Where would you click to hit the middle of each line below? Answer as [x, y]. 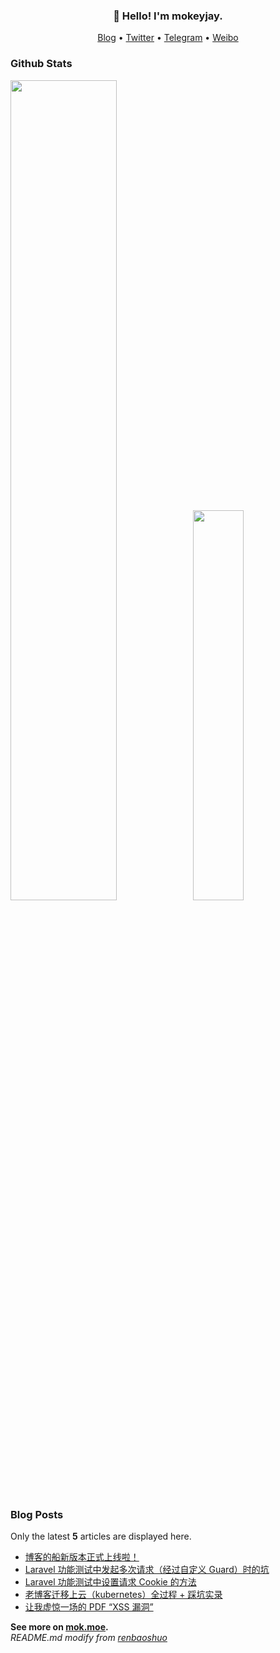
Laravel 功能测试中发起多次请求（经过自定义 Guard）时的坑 [147, 1569]
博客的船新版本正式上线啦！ [82, 1556]
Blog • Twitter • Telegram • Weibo [168, 38]
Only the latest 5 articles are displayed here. [101, 1536]
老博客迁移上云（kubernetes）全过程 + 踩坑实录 [123, 1594]
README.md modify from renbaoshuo [89, 1637]
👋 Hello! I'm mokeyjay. [168, 16]
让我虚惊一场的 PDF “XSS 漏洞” [89, 1606]
